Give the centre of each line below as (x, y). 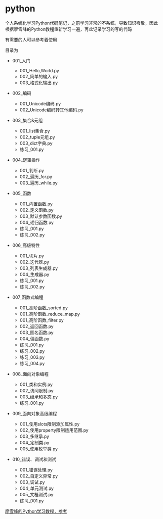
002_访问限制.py (37, 390)
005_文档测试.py (37, 494)
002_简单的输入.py (39, 76)
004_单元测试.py (37, 488)
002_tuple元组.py (37, 137)
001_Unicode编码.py (40, 103)
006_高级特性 (26, 245)
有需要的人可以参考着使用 (31, 40)
